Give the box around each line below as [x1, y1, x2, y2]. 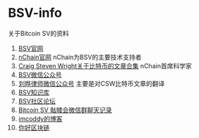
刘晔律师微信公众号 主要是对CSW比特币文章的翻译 [18, 79, 165, 87]
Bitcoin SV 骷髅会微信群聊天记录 [18, 106, 112, 114]
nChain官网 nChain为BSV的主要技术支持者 [18, 53, 142, 61]
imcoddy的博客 [18, 114, 63, 123]
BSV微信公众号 [18, 70, 62, 79]
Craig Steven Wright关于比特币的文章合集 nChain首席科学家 [18, 61, 193, 70]
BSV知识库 [18, 88, 50, 96]
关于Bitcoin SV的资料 [8, 29, 69, 37]
